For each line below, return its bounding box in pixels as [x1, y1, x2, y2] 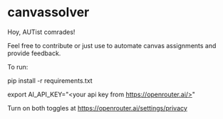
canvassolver [7, 4, 90, 21]
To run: [7, 62, 28, 71]
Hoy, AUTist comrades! [7, 28, 76, 36]
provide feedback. [7, 49, 61, 57]
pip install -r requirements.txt [7, 76, 93, 85]
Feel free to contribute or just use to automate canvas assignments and [7, 41, 217, 50]
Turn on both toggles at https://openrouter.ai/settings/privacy [7, 103, 187, 112]
